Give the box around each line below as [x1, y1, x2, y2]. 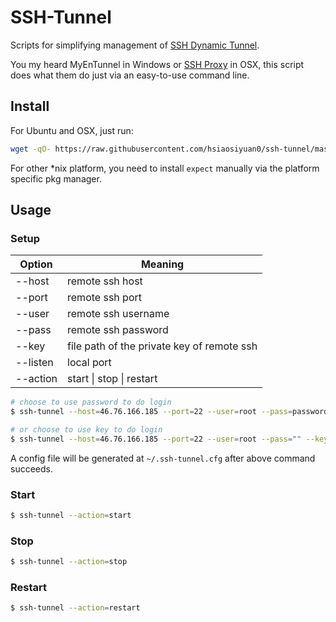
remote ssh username [67, 307, 170, 321]
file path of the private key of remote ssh [67, 339, 258, 353]
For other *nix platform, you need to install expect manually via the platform [10, 162, 320, 174]
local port [67, 356, 112, 370]
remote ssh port [67, 291, 142, 305]
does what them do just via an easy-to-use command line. [10, 69, 250, 81]
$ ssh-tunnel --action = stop [10, 557, 128, 567]
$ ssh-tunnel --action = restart [10, 603, 141, 613]
